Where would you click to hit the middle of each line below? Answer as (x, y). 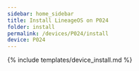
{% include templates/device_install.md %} (70, 60)
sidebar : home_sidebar (41, 14)
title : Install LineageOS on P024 (58, 20)
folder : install (31, 27)
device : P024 (26, 40)
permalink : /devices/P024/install (58, 33)
